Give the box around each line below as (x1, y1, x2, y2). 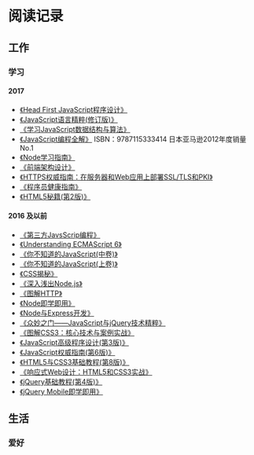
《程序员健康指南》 (19, 182, 83, 191)
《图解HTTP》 (19, 288, 63, 298)
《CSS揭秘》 (19, 269, 58, 278)
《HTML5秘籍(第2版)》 (19, 192, 91, 201)
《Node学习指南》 (19, 152, 75, 162)
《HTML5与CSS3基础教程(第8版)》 (19, 357, 130, 366)
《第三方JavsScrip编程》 (19, 229, 101, 240)
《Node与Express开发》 (19, 308, 94, 317)
